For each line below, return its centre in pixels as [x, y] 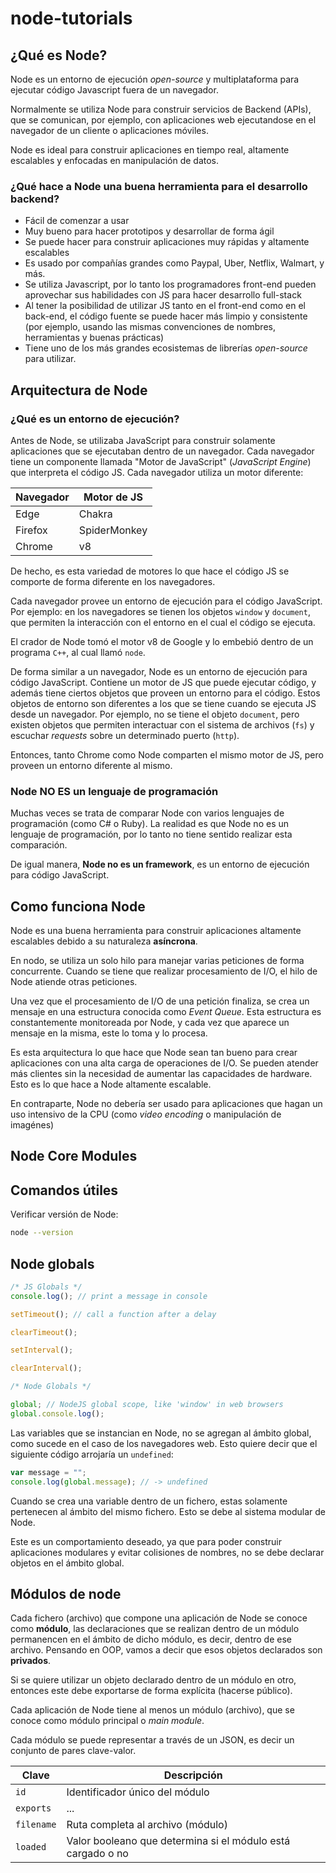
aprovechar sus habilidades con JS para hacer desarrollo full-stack [163, 295]
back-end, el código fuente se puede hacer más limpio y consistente [166, 316]
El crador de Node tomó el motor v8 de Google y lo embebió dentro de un [162, 641]
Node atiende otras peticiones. [74, 982]
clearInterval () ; [46, 1368]
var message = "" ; [48, 1472]
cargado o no [97, 1854]
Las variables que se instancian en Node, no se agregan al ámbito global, [161, 1433]
